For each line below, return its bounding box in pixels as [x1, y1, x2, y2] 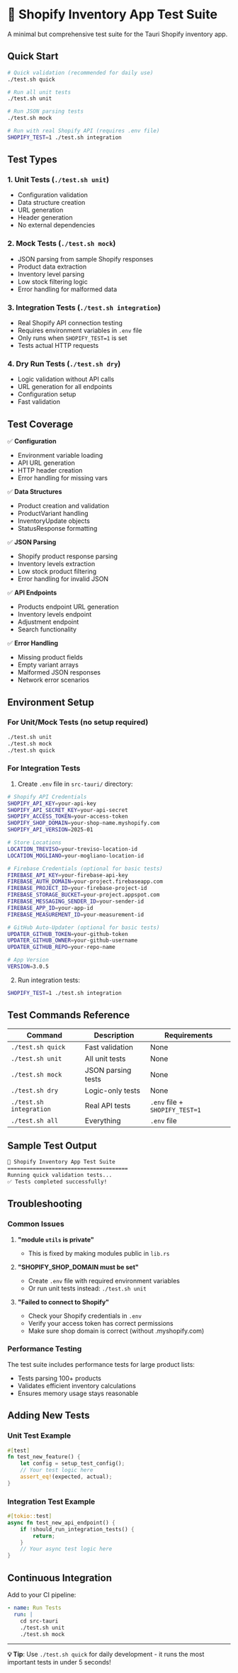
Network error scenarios [17, 676, 90, 685]
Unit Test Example [7, 1431, 72, 1441]
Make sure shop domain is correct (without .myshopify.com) [28, 1326, 205, 1335]
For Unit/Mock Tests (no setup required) [7, 717, 149, 727]
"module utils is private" [17, 1235, 94, 1244]
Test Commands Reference [7, 1009, 130, 1021]
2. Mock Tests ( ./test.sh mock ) [7, 239, 116, 249]
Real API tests [84, 1100, 131, 1110]
